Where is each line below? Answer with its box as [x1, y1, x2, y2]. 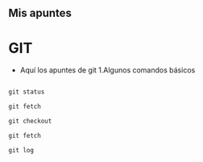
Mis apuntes [8, 6, 72, 20]
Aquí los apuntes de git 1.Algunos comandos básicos [19, 65, 196, 75]
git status [8, 88, 45, 96]
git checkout [8, 117, 52, 126]
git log [8, 146, 35, 154]
